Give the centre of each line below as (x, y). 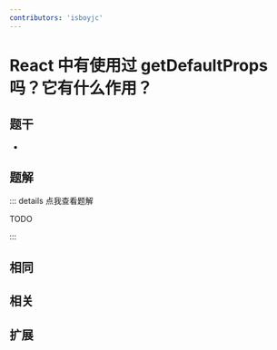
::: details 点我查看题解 (51, 201)
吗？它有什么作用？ (81, 88)
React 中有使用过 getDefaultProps (138, 65)
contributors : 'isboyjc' (56, 18)
